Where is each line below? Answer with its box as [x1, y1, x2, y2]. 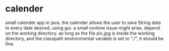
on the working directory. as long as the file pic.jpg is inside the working [5, 30, 155, 36]
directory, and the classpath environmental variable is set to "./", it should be [5, 35, 164, 41]
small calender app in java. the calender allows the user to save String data [5, 19, 161, 25]
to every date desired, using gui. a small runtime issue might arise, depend [5, 24, 160, 30]
